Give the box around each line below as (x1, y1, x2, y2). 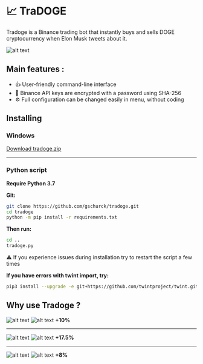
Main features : (6, 64, 65, 74)
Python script (6, 166, 47, 174)
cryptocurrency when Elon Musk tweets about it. (6, 35, 127, 42)
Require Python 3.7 (6, 179, 56, 187)
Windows (6, 131, 35, 140)
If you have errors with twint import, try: (6, 272, 109, 279)
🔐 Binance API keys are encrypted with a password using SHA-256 (14, 89, 182, 96)
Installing (6, 113, 42, 124)
